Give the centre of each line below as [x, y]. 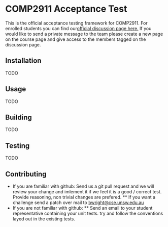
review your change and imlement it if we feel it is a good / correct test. [87, 192]
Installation [23, 61]
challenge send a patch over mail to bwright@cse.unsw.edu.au [78, 203]
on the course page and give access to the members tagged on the [76, 39]
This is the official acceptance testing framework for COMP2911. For [77, 23]
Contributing [26, 174]
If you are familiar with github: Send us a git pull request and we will [83, 186]
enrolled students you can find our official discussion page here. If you [78, 28]
